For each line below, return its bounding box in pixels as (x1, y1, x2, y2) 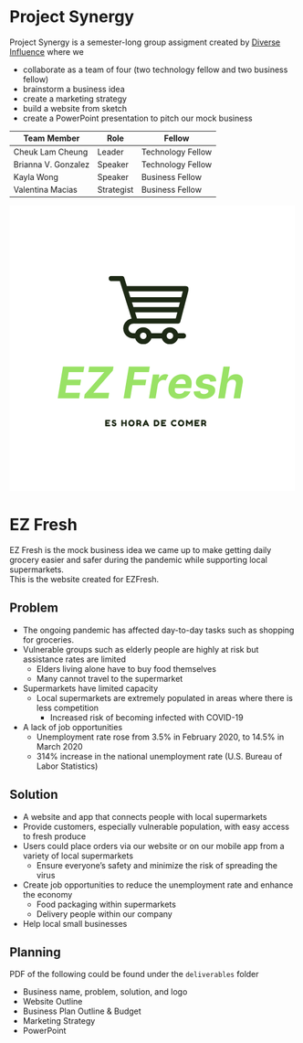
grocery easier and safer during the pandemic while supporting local (9, 554, 267, 565)
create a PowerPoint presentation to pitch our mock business (22, 112, 253, 123)
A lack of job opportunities (22, 721, 123, 732)
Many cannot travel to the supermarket (36, 673, 183, 684)
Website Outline (22, 996, 83, 1007)
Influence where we (9, 46, 84, 57)
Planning (9, 944, 61, 960)
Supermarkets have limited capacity (22, 683, 159, 694)
